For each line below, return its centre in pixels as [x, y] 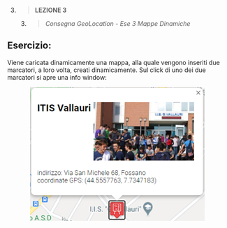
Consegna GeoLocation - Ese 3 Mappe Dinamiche [118, 23]
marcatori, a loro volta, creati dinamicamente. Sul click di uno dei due [107, 70]
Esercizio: [29, 46]
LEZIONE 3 [51, 10]
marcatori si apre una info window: [57, 77]
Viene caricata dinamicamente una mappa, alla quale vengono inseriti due [113, 62]
